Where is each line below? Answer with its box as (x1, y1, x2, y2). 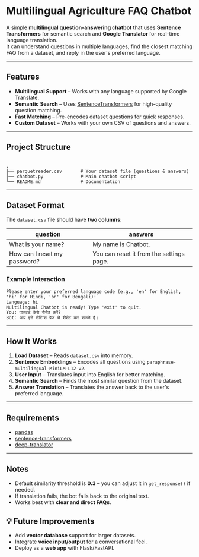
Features (6, 72, 40, 82)
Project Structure (6, 142, 71, 152)
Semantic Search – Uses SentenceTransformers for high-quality (14, 100, 172, 108)
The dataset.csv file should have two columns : (6, 216, 122, 224)
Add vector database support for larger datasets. (14, 531, 136, 539)
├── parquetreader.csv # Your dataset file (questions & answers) (6, 168, 190, 174)
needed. (14, 486, 36, 493)
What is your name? (9, 240, 65, 248)
